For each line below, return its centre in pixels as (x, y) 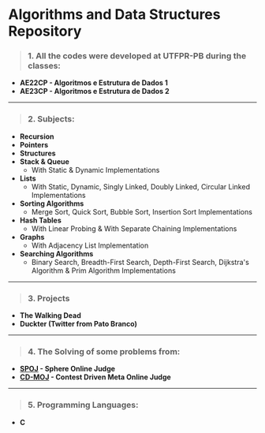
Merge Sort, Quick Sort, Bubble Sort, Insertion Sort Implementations (142, 211)
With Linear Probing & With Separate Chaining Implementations (134, 228)
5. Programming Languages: (83, 405)
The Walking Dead (50, 315)
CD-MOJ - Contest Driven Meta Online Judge (95, 377)
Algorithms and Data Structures (114, 15)
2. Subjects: (51, 119)
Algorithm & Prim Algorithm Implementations (103, 271)
